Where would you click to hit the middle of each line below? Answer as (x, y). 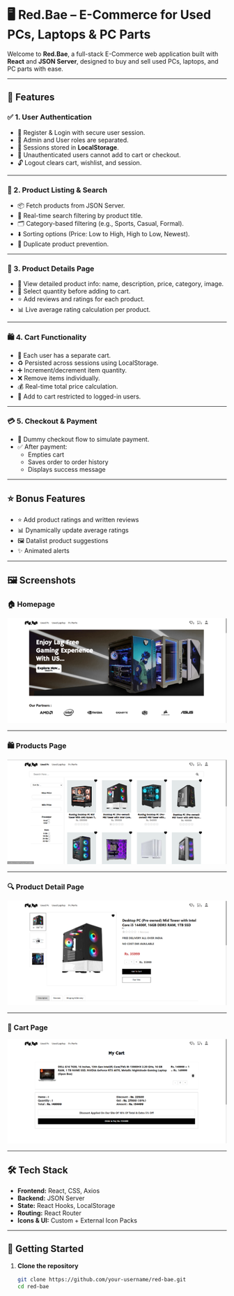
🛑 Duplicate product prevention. (63, 244)
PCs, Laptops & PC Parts (79, 35)
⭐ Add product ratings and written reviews (78, 519)
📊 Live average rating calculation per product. (84, 310)
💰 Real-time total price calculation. (68, 386)
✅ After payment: (42, 447)
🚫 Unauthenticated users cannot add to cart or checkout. (99, 154)
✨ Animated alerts (43, 550)
